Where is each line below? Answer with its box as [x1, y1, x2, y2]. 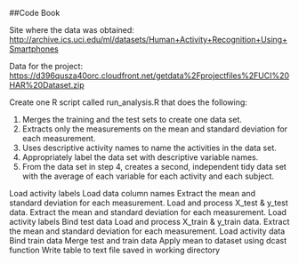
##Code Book [9, 8, 61, 18]
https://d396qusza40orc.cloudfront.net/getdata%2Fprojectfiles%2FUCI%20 [9, 70, 290, 81]
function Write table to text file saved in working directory [9, 244, 221, 255]
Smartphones [9, 44, 60, 54]
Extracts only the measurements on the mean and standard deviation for [21, 124, 287, 134]
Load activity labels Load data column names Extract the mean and [9, 188, 256, 198]
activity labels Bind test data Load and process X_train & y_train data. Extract [9, 217, 290, 227]
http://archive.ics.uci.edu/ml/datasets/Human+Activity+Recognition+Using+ [9, 35, 287, 44]
